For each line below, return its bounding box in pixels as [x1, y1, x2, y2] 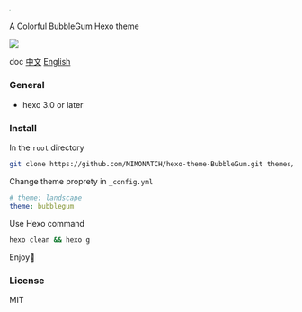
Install [9, 121, 38, 134]
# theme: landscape [9, 193, 83, 202]
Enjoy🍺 [9, 252, 36, 263]
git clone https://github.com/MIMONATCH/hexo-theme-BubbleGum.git [9, 160, 263, 169]
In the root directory [9, 142, 84, 153]
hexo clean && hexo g [9, 235, 91, 245]
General [9, 79, 45, 92]
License [9, 274, 45, 287]
